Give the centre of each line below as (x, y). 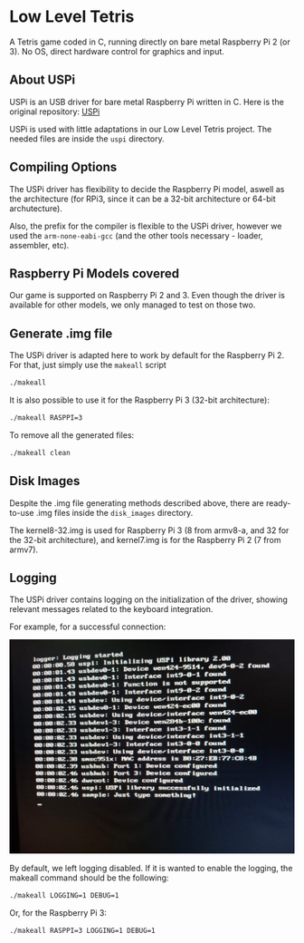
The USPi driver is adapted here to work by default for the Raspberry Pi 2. (147, 355)
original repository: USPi (55, 112)
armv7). (24, 549)
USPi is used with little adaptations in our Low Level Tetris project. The (141, 129)
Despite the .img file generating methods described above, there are (137, 503)
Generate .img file (61, 333)
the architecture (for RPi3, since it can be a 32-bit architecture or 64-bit (142, 199)
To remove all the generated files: (72, 435)
